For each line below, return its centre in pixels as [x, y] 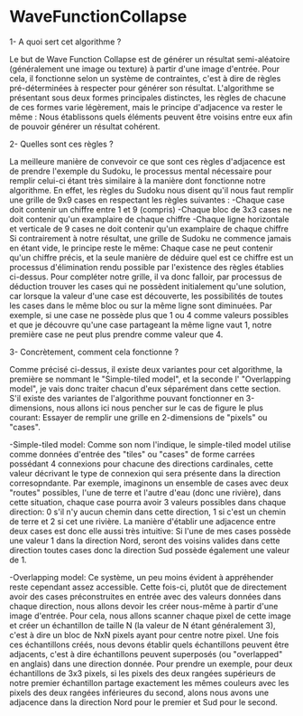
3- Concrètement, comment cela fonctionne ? [94, 352]
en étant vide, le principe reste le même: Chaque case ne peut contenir [141, 248]
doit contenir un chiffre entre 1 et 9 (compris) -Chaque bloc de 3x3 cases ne [151, 209]
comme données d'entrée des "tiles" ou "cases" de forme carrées [132, 454]
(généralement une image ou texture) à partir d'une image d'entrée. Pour [145, 69]
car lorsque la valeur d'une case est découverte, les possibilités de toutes [147, 296]
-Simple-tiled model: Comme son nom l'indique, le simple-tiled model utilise [150, 444]
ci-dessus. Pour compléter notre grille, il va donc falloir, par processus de [146, 277]
